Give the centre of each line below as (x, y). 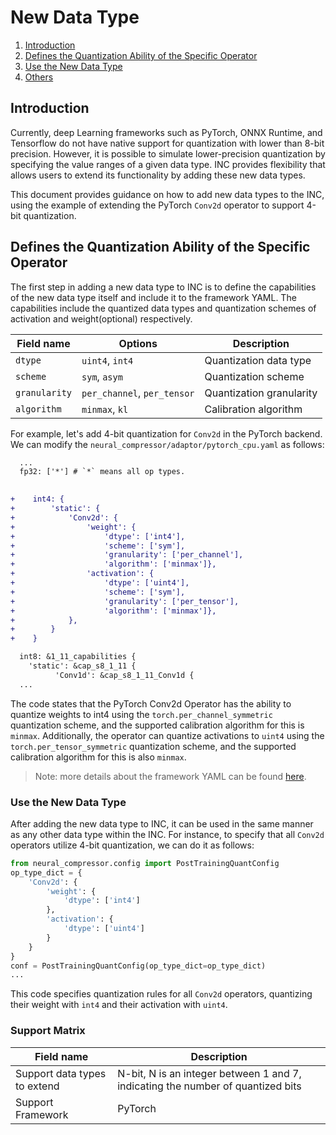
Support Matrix (48, 1031)
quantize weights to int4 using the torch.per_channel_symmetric (141, 714)
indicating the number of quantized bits (209, 1086)
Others (39, 77)
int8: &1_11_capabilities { (78, 657)
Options (138, 343)
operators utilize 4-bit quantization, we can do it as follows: (132, 845)
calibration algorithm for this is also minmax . (98, 757)
